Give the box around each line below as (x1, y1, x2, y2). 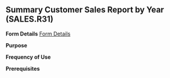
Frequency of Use (5, 53, 51, 61)
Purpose (5, 41, 28, 49)
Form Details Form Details (5, 30, 71, 37)
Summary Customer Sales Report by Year (5, 5, 165, 15)
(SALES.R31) (5, 14, 53, 25)
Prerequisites (5, 65, 40, 72)
